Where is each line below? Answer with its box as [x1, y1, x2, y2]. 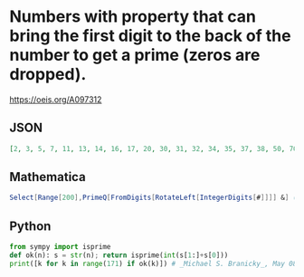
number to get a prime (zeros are [9, 45, 261, 65]
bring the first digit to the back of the [9, 25, 291, 46]
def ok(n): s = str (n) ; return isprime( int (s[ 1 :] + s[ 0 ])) [9, 251, 229, 260]
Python [9, 218, 52, 234]
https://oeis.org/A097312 [9, 93, 102, 105]
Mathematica [9, 169, 86, 185]
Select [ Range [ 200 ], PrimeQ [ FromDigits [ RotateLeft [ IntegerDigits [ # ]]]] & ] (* [9, 193, 301, 203]
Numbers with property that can [9, 6, 256, 27]
